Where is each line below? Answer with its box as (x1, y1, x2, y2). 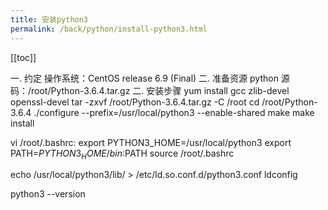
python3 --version (10, 188, 86, 200)
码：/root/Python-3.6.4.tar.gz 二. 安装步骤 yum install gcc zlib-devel (10, 84, 290, 96)
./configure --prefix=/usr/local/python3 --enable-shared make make (33, 106, 315, 118)
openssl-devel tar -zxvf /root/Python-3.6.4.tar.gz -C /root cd (10, 96, 260, 108)
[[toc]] (10, 51, 37, 63)
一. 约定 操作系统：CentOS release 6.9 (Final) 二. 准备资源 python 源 (10, 72, 290, 84)
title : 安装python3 (10, 14, 89, 25)
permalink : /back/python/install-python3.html (10, 24, 208, 34)
